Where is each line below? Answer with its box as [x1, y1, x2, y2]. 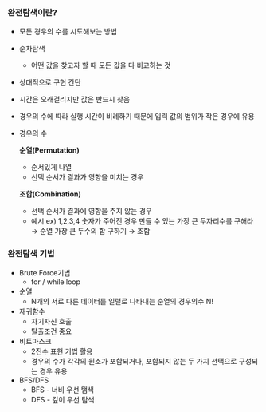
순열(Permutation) [18, 145, 80, 155]
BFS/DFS [18, 375, 49, 385]
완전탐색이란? [7, 6, 57, 18]
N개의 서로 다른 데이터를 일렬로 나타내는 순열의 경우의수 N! [30, 296, 214, 306]
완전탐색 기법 [7, 248, 55, 259]
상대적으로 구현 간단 [18, 77, 81, 87]
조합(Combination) [18, 189, 81, 199]
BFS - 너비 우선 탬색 [30, 385, 95, 394]
